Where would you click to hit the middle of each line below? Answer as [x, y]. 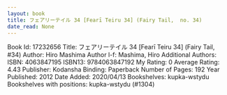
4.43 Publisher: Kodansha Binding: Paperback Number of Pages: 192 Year [113, 69]
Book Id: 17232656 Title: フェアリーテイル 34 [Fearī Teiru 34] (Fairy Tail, [111, 47]
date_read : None [31, 26]
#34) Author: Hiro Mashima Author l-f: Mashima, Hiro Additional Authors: [112, 55]
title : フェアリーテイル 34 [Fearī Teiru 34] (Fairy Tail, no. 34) [105, 20]
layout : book [26, 14]
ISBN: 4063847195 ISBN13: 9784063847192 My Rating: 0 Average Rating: [113, 62]
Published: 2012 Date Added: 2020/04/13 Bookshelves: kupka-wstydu [108, 77]
